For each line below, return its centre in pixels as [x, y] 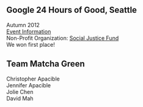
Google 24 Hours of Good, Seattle [72, 10]
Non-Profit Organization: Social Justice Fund [63, 38]
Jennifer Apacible [28, 85]
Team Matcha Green [46, 64]
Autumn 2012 [23, 25]
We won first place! [31, 44]
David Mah [20, 98]
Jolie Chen [20, 92]
